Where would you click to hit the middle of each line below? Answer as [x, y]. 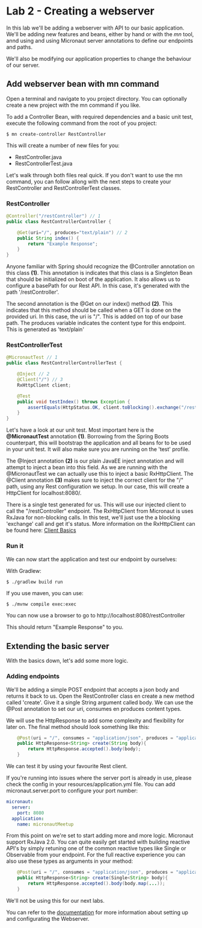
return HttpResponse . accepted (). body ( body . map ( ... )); [96, 884]
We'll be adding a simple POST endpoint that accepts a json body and [93, 689]
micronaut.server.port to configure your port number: [72, 791]
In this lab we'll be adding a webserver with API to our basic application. [95, 28]
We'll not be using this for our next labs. [56, 900]
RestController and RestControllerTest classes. [64, 188]
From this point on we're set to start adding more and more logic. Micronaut [100, 836]
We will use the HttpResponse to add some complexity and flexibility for [95, 720]
